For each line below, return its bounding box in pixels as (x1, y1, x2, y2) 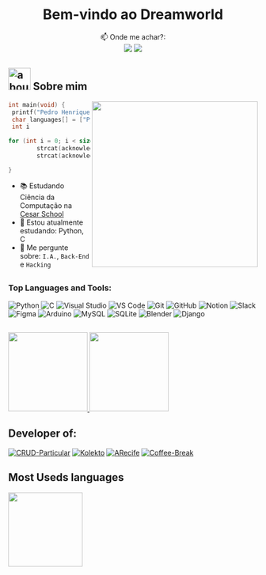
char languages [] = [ (11, 115, 83, 123)
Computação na (19, 200, 73, 210)
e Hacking (19, 259, 51, 269)
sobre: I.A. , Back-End (19, 251, 89, 260)
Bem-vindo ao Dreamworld (42, 6, 224, 24)
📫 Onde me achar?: (100, 32, 166, 41)
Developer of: (8, 427, 78, 441)
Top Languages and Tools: (8, 282, 112, 293)
